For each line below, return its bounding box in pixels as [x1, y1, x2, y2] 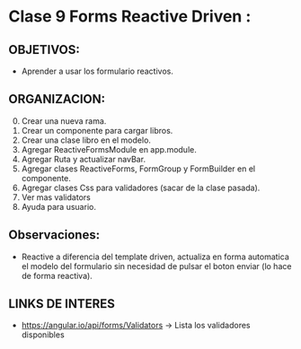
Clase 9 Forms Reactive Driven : [8, 6, 252, 27]
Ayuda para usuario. [21, 201, 96, 212]
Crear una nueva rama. [21, 115, 107, 127]
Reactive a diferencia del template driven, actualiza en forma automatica [21, 251, 289, 262]
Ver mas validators [21, 191, 91, 203]
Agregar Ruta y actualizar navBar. [21, 153, 146, 164]
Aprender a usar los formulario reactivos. [21, 65, 174, 76]
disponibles [21, 329, 65, 340]
